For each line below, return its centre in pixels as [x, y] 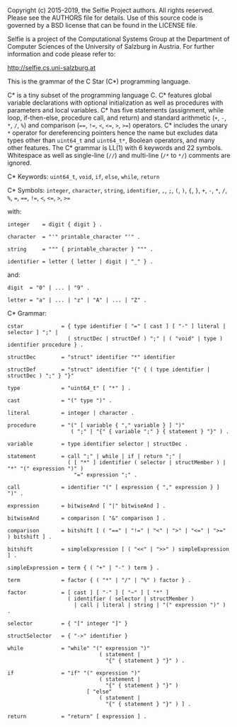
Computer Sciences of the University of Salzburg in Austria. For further [111, 46]
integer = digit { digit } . [55, 224]
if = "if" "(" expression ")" [74, 673]
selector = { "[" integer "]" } [68, 624]
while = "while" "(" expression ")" [79, 648]
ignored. [19, 163]
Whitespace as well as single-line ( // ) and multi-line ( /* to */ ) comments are [119, 155]
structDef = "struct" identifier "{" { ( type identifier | [109, 370]
